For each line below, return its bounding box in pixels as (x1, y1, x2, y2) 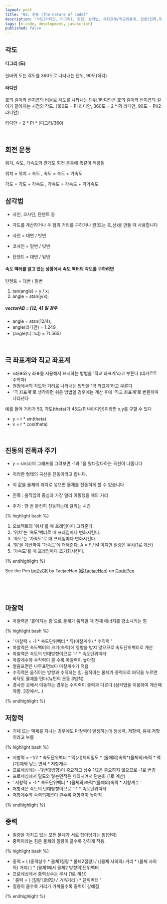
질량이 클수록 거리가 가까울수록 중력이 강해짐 (12, 883, 100, 889)
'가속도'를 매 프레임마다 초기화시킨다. (12, 548, 85, 554)
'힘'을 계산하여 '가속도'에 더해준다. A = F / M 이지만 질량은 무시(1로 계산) (12, 542, 154, 548)
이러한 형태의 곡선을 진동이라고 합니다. (12, 471, 87, 477)
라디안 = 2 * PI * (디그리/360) (5, 120, 64, 126)
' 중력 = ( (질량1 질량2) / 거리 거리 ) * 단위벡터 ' (12, 877, 101, 883)
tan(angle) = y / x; (12, 288, 49, 294)
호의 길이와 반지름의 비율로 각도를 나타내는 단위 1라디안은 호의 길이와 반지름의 (5, 97, 156, 103)
